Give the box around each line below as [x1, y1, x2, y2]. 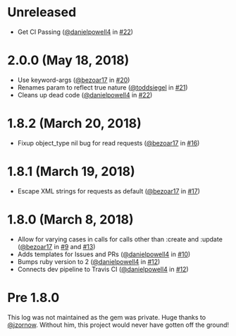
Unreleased [7, 4, 77, 20]
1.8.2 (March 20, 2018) [7, 116, 142, 131]
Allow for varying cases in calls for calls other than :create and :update [17, 234, 223, 244]
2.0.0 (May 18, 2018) [7, 52, 130, 68]
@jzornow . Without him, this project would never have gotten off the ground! [7, 320, 230, 329]
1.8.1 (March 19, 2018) [7, 164, 135, 179]
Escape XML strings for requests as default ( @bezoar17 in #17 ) [17, 186, 201, 195]
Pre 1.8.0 [7, 289, 60, 306]
